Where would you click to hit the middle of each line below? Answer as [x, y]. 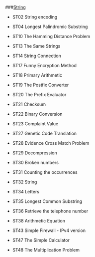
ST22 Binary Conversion [37, 114]
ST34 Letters [26, 192]
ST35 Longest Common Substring [47, 201]
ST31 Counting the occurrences [45, 172]
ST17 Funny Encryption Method [45, 65]
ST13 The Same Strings [36, 46]
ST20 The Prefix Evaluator [39, 94]
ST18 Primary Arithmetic [37, 75]
